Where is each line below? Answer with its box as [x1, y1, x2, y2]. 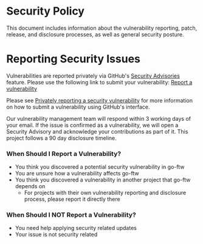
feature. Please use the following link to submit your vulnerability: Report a [6, 78, 193, 86]
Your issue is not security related [15, 231, 98, 238]
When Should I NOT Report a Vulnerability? [6, 211, 137, 219]
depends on [15, 183, 46, 190]
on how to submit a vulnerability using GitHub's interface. [6, 103, 150, 110]
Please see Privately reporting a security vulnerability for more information [6, 97, 193, 104]
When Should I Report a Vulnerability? [6, 149, 122, 158]
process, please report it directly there [24, 195, 120, 203]
